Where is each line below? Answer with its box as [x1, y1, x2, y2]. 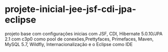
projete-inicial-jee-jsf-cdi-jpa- [5, 3, 137, 15]
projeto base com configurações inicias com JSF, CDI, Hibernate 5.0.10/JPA [5, 30, 163, 36]
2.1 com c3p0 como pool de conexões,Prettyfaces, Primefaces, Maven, [5, 36, 154, 42]
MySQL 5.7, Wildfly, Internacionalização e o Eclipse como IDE [5, 41, 133, 47]
